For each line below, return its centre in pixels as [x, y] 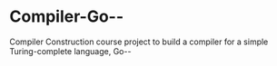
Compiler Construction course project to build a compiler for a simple [139, 42]
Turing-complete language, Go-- [70, 51]
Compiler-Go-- [67, 17]
